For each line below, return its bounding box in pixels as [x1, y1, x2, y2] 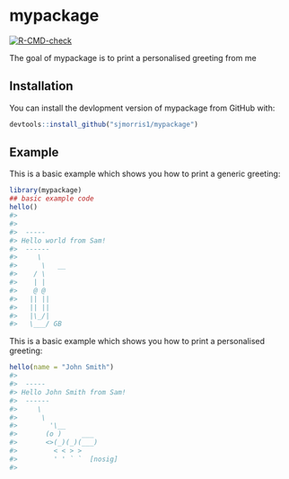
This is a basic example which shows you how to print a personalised [9, 336, 266, 347]
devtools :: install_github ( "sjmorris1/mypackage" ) [9, 120, 199, 129]
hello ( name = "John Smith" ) [9, 363, 115, 372]
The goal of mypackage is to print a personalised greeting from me [9, 52, 258, 63]
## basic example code [9, 194, 94, 203]
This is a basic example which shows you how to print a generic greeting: [9, 168, 281, 180]
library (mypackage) [9, 186, 83, 195]
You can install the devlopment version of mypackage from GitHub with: [9, 102, 276, 113]
